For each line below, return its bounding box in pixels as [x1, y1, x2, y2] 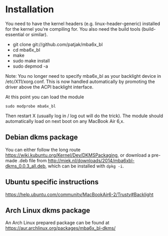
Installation [5, 4, 54, 15]
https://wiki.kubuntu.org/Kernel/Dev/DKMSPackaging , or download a [5, 152, 151, 158]
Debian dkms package [5, 133, 78, 142]
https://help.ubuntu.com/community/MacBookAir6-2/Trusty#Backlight [5, 191, 154, 198]
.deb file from [18, 157, 47, 163]
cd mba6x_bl [12, 47, 40, 53]
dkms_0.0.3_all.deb [5, 163, 46, 169]
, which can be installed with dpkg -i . [45, 163, 124, 169]
